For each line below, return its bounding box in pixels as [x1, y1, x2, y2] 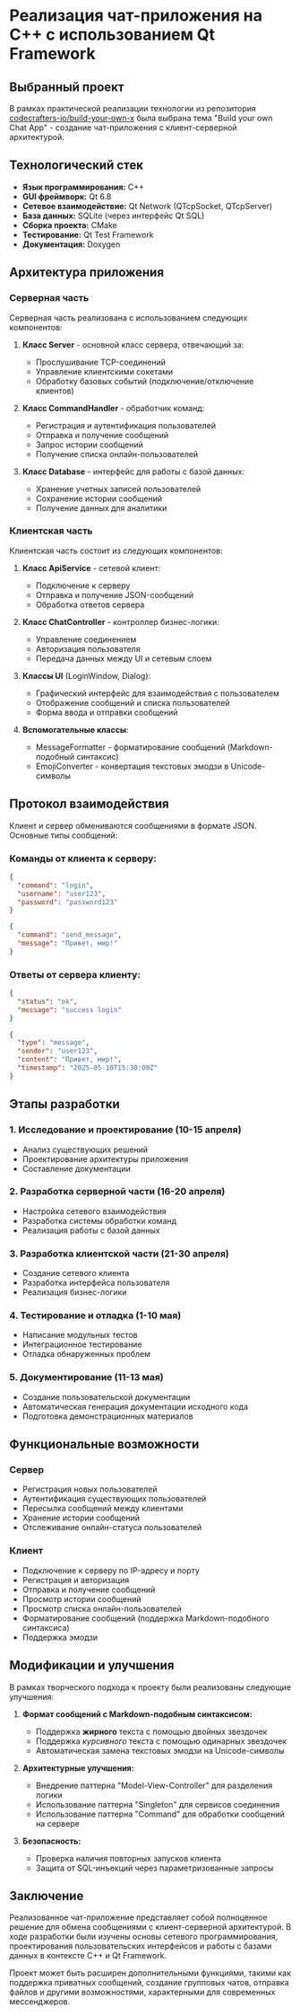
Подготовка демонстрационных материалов [21, 1411, 194, 1422]
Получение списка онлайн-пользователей [35, 448, 199, 459]
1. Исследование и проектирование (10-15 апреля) [9, 1123, 242, 1136]
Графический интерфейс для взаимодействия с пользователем [35, 688, 280, 699]
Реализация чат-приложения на [9, 5, 262, 26]
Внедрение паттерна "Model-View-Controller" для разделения [35, 1780, 273, 1791]
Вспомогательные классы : [21, 724, 129, 735]
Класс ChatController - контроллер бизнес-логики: [21, 616, 219, 627]
